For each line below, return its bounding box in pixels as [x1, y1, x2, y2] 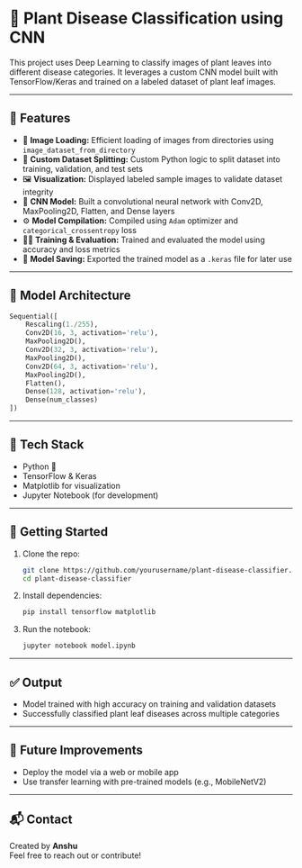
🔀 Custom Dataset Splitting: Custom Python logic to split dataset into [22, 153, 280, 165]
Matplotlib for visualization [22, 480, 121, 491]
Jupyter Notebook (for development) [22, 490, 159, 501]
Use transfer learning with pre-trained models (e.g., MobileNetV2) [22, 776, 267, 787]
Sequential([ [9, 312, 58, 321]
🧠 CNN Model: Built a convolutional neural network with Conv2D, [22, 195, 263, 206]
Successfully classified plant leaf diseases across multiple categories [22, 709, 280, 719]
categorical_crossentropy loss [22, 224, 138, 235]
